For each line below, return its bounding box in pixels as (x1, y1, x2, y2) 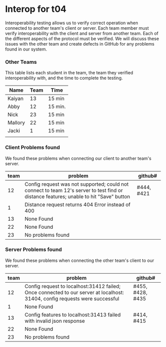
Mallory (7, 119, 26, 126)
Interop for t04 (5, 3, 67, 15)
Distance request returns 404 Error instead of (24, 201, 131, 208)
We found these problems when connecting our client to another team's (5, 155, 152, 161)
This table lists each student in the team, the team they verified (5, 70, 133, 76)
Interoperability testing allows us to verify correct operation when (5, 20, 138, 26)
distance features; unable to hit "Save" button (24, 193, 130, 200)
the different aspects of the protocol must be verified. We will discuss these (5, 36, 159, 42)
